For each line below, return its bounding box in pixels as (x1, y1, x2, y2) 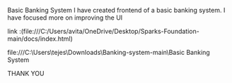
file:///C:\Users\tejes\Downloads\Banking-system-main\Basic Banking (7, 49, 210, 56)
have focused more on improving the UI (7, 13, 123, 22)
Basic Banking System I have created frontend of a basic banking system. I (7, 6, 226, 14)
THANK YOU (7, 70, 45, 77)
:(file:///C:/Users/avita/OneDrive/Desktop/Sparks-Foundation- (18, 27, 199, 35)
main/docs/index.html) (7, 34, 73, 43)
